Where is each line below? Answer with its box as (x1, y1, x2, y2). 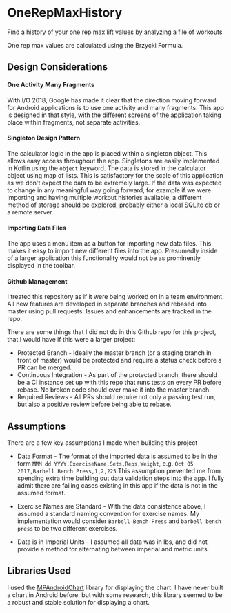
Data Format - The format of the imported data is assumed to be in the (17, 452, 217, 460)
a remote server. (7, 208, 54, 216)
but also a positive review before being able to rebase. (17, 400, 172, 409)
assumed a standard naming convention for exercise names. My (17, 509, 200, 518)
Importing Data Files (7, 223, 67, 232)
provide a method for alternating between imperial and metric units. (17, 545, 210, 553)
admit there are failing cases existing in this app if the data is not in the (17, 481, 219, 489)
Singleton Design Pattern (7, 134, 81, 143)
